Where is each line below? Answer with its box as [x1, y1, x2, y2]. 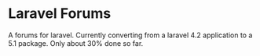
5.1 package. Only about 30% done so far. [8, 38, 144, 47]
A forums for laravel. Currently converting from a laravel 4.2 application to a [8, 30, 253, 40]
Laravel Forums [8, 5, 112, 23]
